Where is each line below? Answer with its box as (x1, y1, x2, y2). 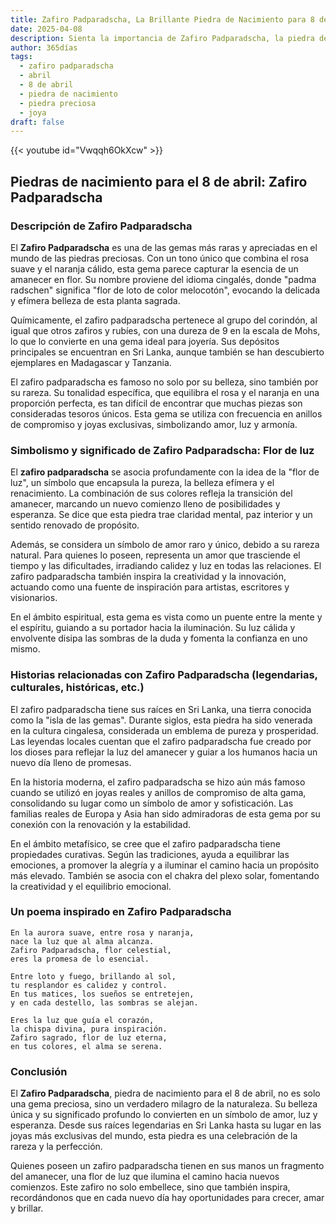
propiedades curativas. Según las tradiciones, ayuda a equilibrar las (10, 848, 290, 860)
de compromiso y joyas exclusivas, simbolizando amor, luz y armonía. (10, 418, 298, 430)
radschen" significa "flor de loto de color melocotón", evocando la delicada (10, 284, 321, 296)
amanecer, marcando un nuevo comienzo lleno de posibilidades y (10, 498, 281, 510)
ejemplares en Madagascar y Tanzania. (10, 356, 172, 368)
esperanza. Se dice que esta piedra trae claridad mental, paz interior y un (10, 509, 313, 521)
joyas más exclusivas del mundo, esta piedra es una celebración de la (10, 1130, 298, 1142)
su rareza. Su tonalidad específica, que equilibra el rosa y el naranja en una (10, 386, 320, 398)
